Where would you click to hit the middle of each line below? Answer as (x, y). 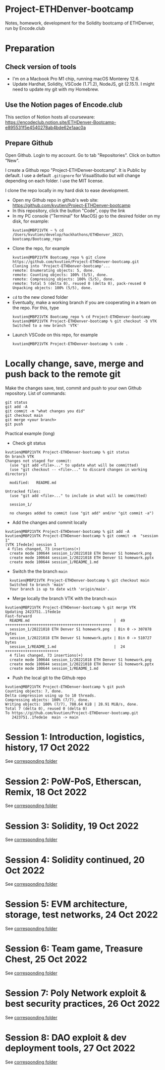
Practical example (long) (30, 433)
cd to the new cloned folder (40, 297)
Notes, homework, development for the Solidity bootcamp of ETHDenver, (80, 23)
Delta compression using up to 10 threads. (51, 696)
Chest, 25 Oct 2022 (46, 959)
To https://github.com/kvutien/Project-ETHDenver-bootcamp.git (72, 713)
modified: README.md (33, 482)
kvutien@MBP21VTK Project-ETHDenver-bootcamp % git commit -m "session (82, 536)
